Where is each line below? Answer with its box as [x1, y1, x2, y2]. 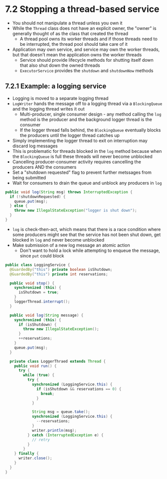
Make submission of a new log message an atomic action [12, 242, 131, 248]
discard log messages [12, 143, 58, 149]
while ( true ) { [23, 372, 55, 378]
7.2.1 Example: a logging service [5, 82, 107, 91]
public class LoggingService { [5, 262, 70, 267]
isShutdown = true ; [18, 290, 59, 295]
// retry [31, 437, 50, 442]
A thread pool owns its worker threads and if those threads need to [19, 36, 158, 42]
